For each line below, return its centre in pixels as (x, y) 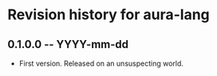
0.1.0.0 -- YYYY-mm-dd (68, 44)
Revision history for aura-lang (109, 15)
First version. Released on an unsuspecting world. (101, 63)
